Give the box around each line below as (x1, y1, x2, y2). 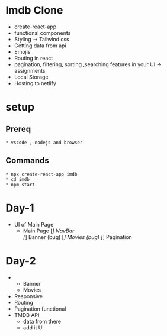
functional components (14, 29, 71, 36)
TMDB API (14, 311, 40, 318)
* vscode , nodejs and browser (5, 140, 83, 146)
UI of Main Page (14, 221, 54, 228)
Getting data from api (14, 42, 66, 49)
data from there (23, 318, 62, 325)
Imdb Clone (5, 4, 63, 17)
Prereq (5, 124, 31, 134)
